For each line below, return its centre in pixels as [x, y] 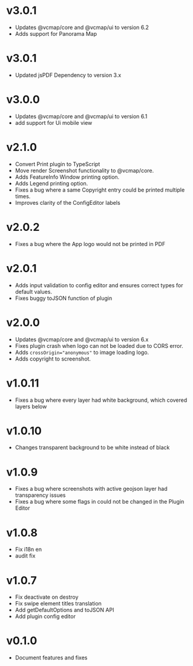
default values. [34, 291]
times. [23, 196]
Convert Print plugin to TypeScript [57, 164]
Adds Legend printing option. [51, 183]
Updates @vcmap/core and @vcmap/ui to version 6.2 [82, 27]
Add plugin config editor [45, 616]
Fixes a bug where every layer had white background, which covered [101, 400]
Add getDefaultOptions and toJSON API [64, 610]
